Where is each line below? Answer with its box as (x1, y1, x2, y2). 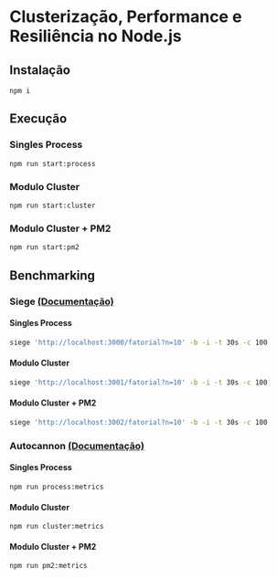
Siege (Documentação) (9, 295, 114, 308)
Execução (9, 111, 68, 127)
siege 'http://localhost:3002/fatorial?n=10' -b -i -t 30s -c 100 (9, 417, 268, 426)
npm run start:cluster (9, 201, 96, 210)
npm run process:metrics (9, 482, 104, 491)
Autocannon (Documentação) (9, 439, 144, 452)
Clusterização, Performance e (9, 6, 242, 27)
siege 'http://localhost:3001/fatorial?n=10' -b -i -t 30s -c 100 (9, 377, 268, 387)
